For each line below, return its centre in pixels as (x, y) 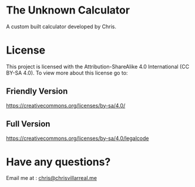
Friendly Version (37, 91)
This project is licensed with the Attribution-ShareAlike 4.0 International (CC (98, 66)
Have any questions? (58, 162)
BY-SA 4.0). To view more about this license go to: (67, 73)
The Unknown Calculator (68, 10)
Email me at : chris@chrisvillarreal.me (51, 178)
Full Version (28, 124)
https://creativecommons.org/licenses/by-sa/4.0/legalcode (78, 138)
